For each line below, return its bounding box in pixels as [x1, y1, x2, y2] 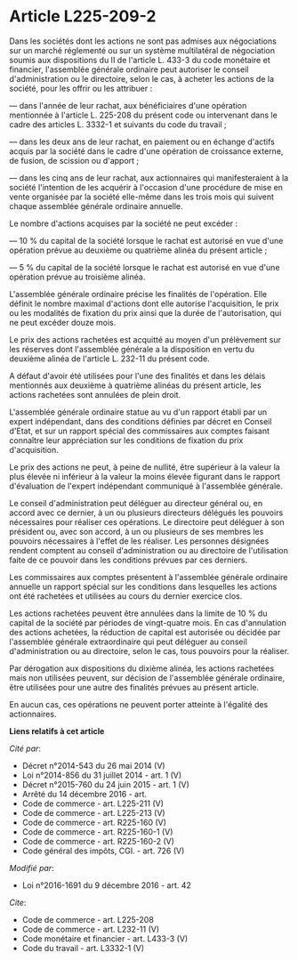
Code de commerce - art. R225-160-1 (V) [21, 826, 173, 837]
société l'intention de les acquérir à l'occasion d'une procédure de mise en [9, 182, 283, 192]
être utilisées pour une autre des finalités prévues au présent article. [9, 682, 260, 692]
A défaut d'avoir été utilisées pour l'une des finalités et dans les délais [9, 370, 266, 381]
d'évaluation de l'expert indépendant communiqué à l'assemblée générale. [9, 480, 283, 491]
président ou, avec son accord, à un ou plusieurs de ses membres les [9, 526, 264, 537]
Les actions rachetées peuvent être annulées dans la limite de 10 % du [9, 608, 268, 618]
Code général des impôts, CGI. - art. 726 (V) [21, 845, 185, 856]
